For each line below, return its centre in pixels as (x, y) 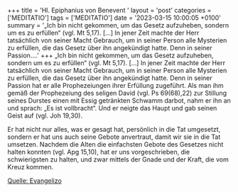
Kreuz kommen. (31, 167)
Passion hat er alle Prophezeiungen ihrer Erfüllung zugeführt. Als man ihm (115, 85)
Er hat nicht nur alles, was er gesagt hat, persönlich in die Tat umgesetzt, (114, 129)
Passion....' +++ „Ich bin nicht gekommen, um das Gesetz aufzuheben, (110, 55)
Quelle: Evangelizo (34, 181)
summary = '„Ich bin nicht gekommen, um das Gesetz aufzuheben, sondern (118, 25)
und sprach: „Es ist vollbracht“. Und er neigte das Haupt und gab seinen (112, 108)
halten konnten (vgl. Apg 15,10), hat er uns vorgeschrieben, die (99, 152)
